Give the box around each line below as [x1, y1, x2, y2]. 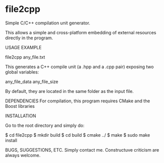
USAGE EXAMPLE [5, 44, 42, 50]
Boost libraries [5, 103, 35, 109]
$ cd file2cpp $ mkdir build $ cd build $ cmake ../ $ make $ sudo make [5, 132, 150, 138]
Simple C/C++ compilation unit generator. [5, 20, 90, 26]
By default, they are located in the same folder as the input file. [5, 88, 134, 94]
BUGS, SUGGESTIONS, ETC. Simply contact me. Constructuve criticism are [5, 147, 160, 153]
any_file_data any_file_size [5, 79, 59, 84]
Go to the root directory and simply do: [5, 122, 84, 128]
